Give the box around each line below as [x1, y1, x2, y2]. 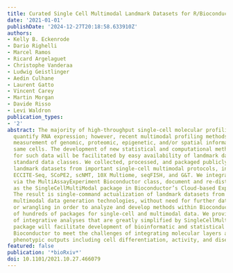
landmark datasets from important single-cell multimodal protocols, [13, 165, 218, 172]
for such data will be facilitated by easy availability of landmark [13, 152, 218, 160]
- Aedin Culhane [7, 74, 54, 82]
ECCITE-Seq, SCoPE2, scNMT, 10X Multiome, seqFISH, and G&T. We [13, 172, 203, 179]
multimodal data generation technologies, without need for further [13, 197, 216, 205]
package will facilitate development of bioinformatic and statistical [13, 223, 225, 230]
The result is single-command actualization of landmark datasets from [13, 191, 225, 198]
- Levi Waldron [7, 107, 51, 114]
